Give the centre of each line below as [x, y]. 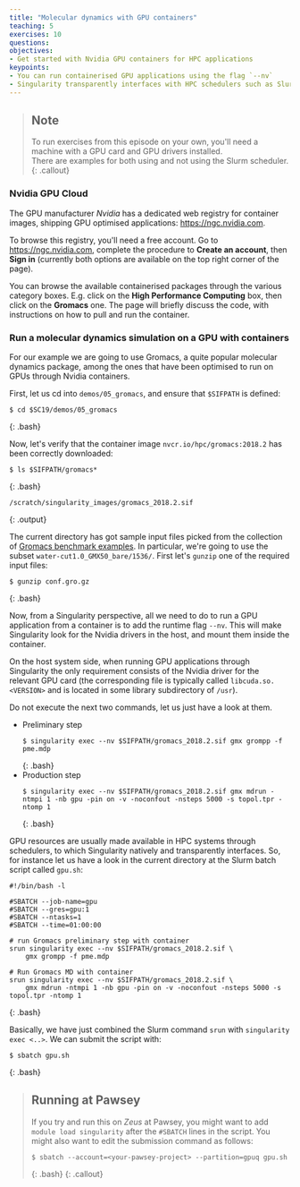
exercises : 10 [36, 34]
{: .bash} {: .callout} [67, 1174]
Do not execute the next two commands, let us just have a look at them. [141, 707]
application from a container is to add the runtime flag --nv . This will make [146, 625]
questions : [29, 43]
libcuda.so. [253, 681]
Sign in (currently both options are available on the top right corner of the [144, 259]
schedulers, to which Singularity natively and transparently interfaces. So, [145, 850]
